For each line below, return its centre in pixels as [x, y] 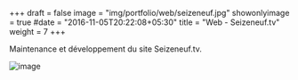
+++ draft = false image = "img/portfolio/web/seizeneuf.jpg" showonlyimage [149, 13]
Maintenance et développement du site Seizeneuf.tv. [106, 49]
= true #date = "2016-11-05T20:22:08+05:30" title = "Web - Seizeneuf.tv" [145, 22]
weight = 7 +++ [37, 32]
